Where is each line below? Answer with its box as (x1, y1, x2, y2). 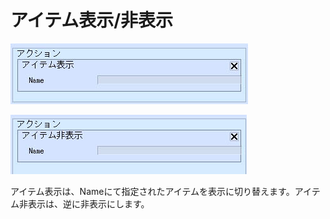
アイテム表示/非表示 (10, 9, 174, 32)
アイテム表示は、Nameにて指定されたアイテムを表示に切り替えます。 (10, 185, 295, 197)
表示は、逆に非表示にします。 (27, 197, 150, 210)
